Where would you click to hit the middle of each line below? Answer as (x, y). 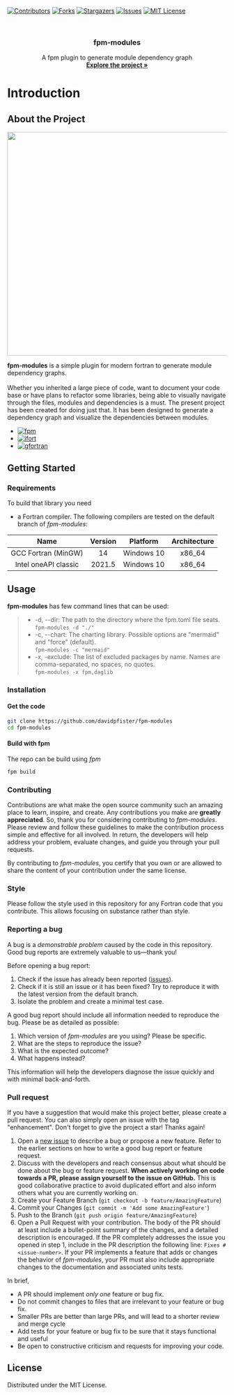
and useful (33, 1338)
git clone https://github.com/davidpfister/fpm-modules (90, 721)
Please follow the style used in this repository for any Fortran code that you (115, 904)
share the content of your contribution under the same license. (97, 871)
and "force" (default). (65, 642)
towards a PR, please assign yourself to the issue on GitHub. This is (116, 1178)
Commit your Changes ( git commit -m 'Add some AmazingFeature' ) (114, 1207)
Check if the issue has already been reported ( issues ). (95, 979)
